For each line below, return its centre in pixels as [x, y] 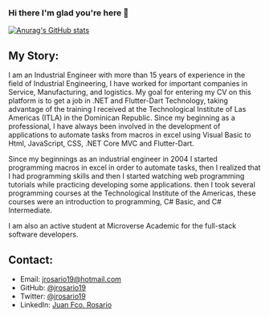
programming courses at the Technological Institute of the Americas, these [132, 193]
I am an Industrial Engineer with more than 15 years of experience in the [127, 75]
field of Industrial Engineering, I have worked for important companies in [128, 84]
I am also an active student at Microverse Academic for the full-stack [122, 226]
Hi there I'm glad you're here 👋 [69, 13]
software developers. [43, 235]
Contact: [31, 259]
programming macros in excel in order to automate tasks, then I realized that [134, 167]
